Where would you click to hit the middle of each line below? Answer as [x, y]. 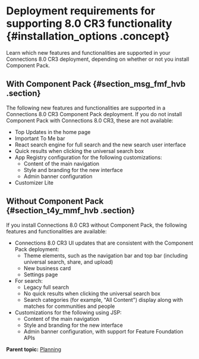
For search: [29, 280]
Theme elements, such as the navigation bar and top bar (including [106, 255]
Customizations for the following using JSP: [68, 312]
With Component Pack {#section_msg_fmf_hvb [96, 84]
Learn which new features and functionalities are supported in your [89, 52]
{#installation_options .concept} [88, 36]
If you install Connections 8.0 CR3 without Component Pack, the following [97, 225]
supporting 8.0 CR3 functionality [89, 24]
